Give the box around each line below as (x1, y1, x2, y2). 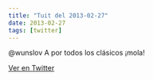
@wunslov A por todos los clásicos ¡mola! (8, 48, 145, 58)
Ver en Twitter (8, 63, 55, 73)
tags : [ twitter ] (8, 26, 62, 34)
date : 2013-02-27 (8, 19, 66, 27)
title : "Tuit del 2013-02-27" (8, 11, 109, 20)
